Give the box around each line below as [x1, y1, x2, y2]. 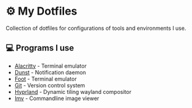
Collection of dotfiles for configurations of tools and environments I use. [5, 24, 187, 32]
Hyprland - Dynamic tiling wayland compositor [14, 88, 132, 95]
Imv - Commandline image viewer [14, 95, 99, 102]
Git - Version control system [14, 81, 85, 89]
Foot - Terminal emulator [14, 75, 77, 82]
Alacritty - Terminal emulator [14, 62, 87, 70]
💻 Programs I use [5, 43, 74, 53]
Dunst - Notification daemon [14, 68, 87, 76]
